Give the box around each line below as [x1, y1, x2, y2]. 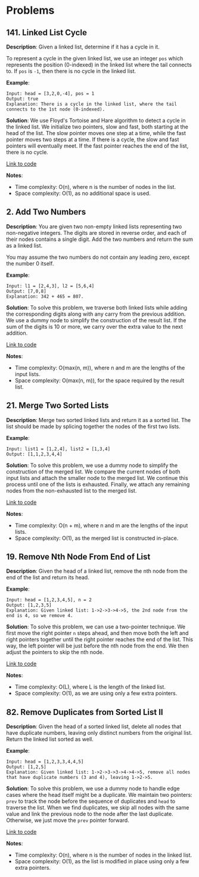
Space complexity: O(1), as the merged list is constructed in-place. [14, 534, 179, 542]
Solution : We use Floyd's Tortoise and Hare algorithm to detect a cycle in [6, 117, 186, 124]
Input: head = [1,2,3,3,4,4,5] [6, 759, 84, 765]
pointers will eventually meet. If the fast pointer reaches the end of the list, [6, 142, 189, 149]
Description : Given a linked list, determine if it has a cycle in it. [6, 43, 160, 50]
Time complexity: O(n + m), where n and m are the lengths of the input [14, 521, 188, 529]
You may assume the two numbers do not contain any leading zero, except [6, 253, 189, 261]
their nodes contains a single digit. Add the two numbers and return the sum [6, 236, 194, 243]
